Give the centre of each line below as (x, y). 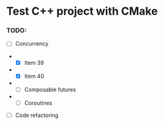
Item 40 (34, 76)
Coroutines (38, 103)
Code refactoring (37, 115)
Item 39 (34, 63)
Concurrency (32, 44)
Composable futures (50, 89)
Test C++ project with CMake (82, 11)
